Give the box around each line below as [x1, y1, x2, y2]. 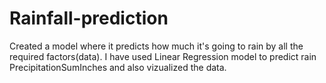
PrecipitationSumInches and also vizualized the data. [9, 61, 227, 73]
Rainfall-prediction [9, 7, 169, 30]
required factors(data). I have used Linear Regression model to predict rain [9, 50, 317, 62]
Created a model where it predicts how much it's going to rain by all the [9, 40, 304, 52]
